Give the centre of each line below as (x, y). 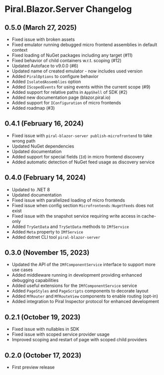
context (20, 50)
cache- (149, 216)
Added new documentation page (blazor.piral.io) (61, 97)
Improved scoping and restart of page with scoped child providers (79, 340)
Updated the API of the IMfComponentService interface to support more (83, 265)
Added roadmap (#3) (33, 108)
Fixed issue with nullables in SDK (46, 329)
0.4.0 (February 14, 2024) (45, 178)
